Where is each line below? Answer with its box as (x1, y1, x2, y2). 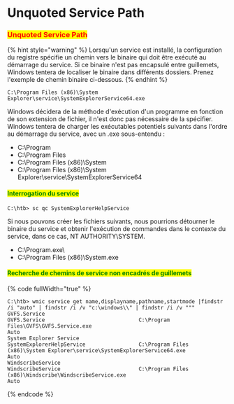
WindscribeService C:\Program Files (7, 365, 189, 372)
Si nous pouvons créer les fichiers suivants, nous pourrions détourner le (7, 217, 215, 225)
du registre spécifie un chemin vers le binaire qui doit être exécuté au (7, 53, 207, 62)
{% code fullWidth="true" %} (7, 284, 92, 293)
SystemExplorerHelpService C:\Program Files (7, 341, 189, 348)
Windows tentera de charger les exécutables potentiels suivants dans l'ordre (7, 123, 228, 131)
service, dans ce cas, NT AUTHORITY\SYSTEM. (7, 232, 145, 240)
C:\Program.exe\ (17, 245, 65, 253)
